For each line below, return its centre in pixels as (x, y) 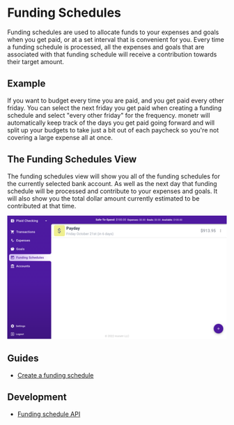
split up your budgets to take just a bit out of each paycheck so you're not (113, 130)
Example (26, 84)
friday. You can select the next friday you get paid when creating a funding (115, 108)
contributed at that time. (42, 206)
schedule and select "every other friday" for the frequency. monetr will (109, 115)
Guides (23, 358)
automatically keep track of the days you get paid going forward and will (111, 123)
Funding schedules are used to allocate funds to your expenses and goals (113, 32)
